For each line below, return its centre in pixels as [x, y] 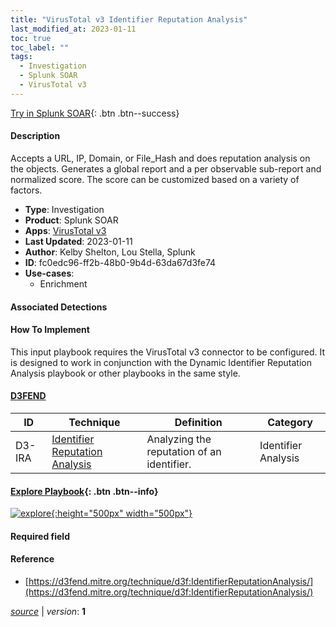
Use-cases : [49, 273]
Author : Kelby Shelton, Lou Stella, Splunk [110, 252]
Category [290, 422]
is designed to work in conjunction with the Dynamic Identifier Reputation [161, 362]
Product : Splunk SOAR [71, 220]
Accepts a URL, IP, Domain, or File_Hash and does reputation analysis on [160, 158]
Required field [40, 536]
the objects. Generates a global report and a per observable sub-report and [166, 168]
